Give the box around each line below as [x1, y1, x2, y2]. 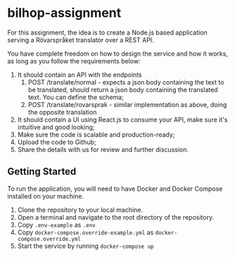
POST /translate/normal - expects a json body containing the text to [27, 77, 224, 86]
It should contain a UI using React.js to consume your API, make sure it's [17, 115, 228, 124]
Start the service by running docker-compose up [17, 242, 154, 250]
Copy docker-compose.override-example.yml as [17, 227, 154, 237]
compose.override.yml [17, 235, 81, 242]
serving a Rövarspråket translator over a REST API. [7, 35, 155, 44]
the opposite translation [27, 108, 97, 116]
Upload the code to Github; [17, 137, 96, 146]
